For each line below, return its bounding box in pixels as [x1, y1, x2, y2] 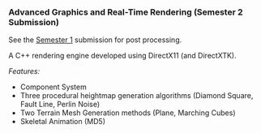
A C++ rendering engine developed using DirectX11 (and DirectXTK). [8, 51, 237, 61]
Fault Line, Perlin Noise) [19, 100, 101, 109]
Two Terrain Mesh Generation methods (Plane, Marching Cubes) [19, 108, 237, 118]
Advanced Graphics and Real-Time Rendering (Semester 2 [8, 6, 243, 18]
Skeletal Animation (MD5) [19, 117, 105, 127]
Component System [19, 82, 87, 92]
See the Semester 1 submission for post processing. [8, 35, 182, 45]
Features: [8, 66, 41, 76]
